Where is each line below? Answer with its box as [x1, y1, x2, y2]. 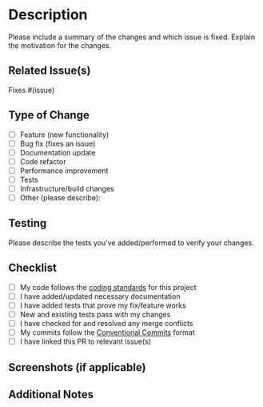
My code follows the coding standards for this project [19, 282, 197, 292]
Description [8, 6, 88, 24]
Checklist [8, 261, 58, 275]
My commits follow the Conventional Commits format [19, 328, 196, 337]
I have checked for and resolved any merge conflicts [19, 318, 193, 328]
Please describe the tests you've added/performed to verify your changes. [8, 238, 254, 248]
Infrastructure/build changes [19, 183, 114, 193]
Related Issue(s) [8, 64, 91, 78]
